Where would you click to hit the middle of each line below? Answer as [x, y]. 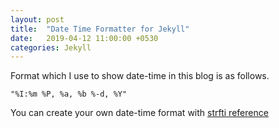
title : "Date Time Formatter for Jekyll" [100, 29]
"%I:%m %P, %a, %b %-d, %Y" [69, 94]
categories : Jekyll [51, 47]
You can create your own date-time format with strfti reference [139, 113]
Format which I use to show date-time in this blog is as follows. [140, 76]
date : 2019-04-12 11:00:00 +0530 [84, 38]
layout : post [37, 19]
